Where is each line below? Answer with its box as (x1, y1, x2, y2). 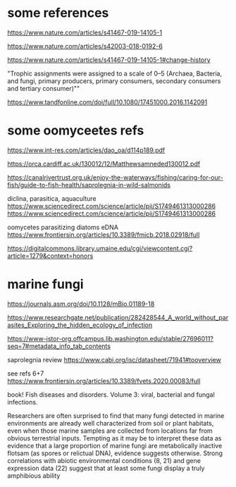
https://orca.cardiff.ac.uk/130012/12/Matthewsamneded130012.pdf (7, 159, 201, 168)
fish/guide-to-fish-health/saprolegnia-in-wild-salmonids (7, 180, 171, 189)
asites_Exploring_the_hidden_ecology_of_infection (7, 321, 153, 329)
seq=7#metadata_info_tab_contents (7, 342, 111, 350)
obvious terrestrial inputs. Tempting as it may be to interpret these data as (7, 433, 222, 442)
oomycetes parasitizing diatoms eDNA (7, 223, 118, 231)
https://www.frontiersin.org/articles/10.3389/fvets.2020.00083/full (7, 376, 201, 385)
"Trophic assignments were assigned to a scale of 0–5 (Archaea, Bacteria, (7, 69, 223, 78)
